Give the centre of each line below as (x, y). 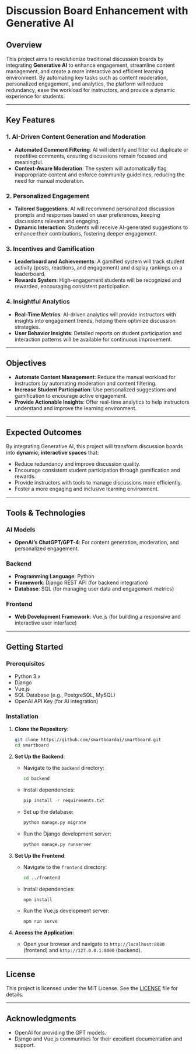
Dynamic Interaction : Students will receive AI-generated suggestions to (101, 227)
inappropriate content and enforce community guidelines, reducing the (99, 175)
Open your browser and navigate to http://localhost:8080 (94, 944)
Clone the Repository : (41, 729)
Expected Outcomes (44, 432)
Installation (22, 717)
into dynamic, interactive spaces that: (52, 453)
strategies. (27, 327)
